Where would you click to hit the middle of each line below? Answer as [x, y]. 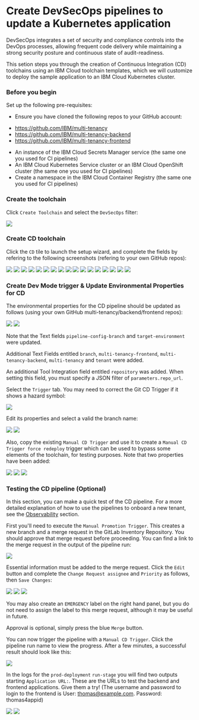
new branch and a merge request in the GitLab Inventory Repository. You [95, 532]
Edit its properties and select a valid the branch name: [72, 419]
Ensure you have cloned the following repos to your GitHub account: [98, 116]
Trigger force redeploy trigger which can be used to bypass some [89, 449]
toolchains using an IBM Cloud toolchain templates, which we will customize [99, 70]
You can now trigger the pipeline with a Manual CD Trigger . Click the [90, 639]
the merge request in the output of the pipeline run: [69, 545]
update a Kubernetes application [89, 23]
